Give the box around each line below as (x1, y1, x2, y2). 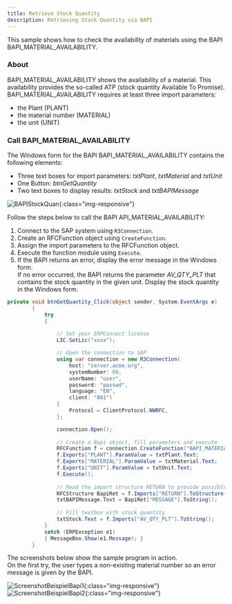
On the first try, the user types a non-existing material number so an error (7, 561, 216, 570)
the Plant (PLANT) (17, 103, 69, 112)
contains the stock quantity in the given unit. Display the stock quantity (17, 278, 220, 286)
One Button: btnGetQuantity (17, 179, 97, 188)
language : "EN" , (68, 387, 116, 395)
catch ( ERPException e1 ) (43, 528, 116, 535)
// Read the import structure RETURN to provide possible (56, 483, 227, 490)
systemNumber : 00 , (68, 368, 122, 376)
